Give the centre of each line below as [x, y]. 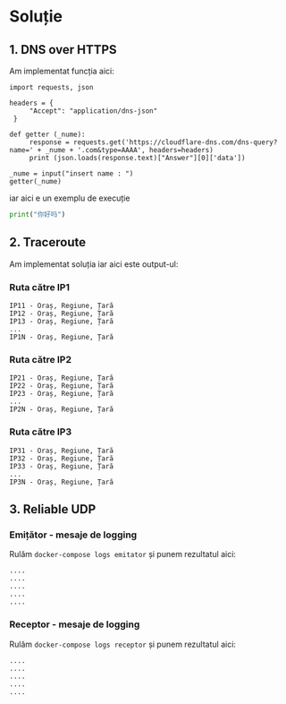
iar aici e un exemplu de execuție [70, 198]
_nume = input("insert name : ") [71, 174]
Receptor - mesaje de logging [75, 624]
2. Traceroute [48, 242]
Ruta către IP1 [39, 287]
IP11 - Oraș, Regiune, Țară [62, 305]
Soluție [36, 17]
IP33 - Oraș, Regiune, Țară [62, 466]
